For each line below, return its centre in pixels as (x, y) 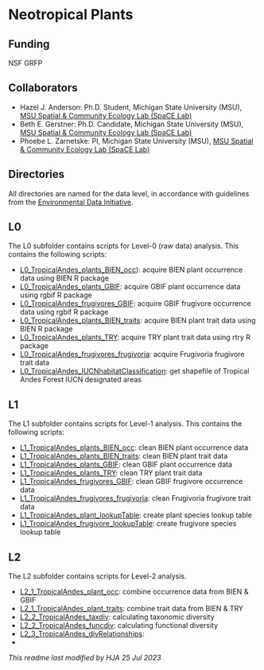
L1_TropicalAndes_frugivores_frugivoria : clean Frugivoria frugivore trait (136, 498)
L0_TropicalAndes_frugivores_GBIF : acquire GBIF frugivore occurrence (136, 304)
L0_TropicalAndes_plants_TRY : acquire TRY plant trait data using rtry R (135, 337)
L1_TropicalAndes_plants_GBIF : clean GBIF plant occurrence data (126, 465)
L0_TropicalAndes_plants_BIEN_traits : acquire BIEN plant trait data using (138, 320)
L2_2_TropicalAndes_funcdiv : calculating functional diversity (119, 625)
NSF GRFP (25, 63)
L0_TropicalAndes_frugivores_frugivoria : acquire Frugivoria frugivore (132, 354)
